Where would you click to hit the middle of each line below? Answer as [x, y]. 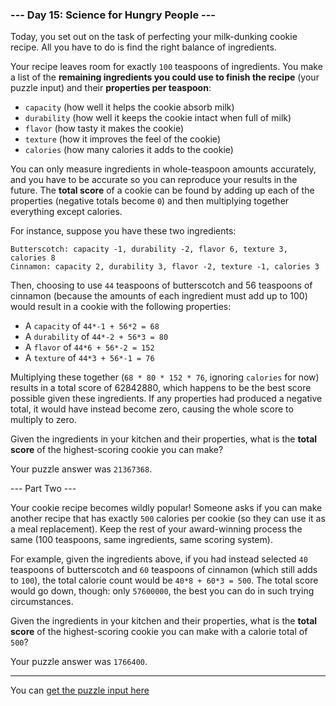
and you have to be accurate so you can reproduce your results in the [154, 180]
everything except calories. [66, 212]
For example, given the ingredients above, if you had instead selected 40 [159, 559]
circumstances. [42, 602]
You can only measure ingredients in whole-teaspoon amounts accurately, [163, 169]
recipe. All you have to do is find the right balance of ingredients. [143, 47]
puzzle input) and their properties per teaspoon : [111, 88]
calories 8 [33, 258]
